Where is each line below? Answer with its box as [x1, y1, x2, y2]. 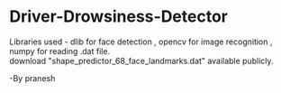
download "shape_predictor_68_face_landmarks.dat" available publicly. [9, 55, 274, 66]
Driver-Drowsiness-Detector [9, 6, 228, 27]
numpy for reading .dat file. [9, 45, 111, 56]
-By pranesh [9, 72, 56, 83]
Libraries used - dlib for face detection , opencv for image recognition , [9, 36, 273, 47]
